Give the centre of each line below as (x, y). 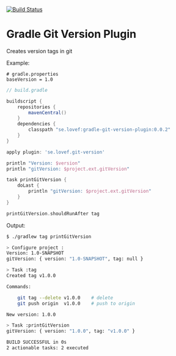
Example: (18, 63)
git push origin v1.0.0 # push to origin (76, 303)
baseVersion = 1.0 (30, 80)
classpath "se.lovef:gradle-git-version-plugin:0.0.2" (100, 130)
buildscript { (24, 101)
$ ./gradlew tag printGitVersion (49, 236)
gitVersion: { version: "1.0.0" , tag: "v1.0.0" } (71, 331)
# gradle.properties (33, 74)
